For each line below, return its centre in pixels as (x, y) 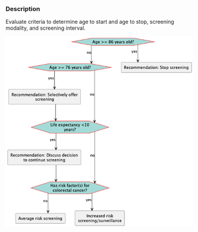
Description (23, 9)
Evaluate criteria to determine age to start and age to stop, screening (90, 22)
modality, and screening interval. (45, 28)
